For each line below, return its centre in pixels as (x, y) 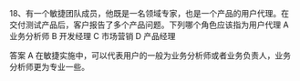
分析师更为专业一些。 (49, 67)
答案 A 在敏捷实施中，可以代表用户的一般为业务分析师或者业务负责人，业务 (150, 56)
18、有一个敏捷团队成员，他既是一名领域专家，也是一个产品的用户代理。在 (150, 13)
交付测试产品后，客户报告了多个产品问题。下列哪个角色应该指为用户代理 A (149, 25)
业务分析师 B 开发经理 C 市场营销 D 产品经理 (93, 36)
